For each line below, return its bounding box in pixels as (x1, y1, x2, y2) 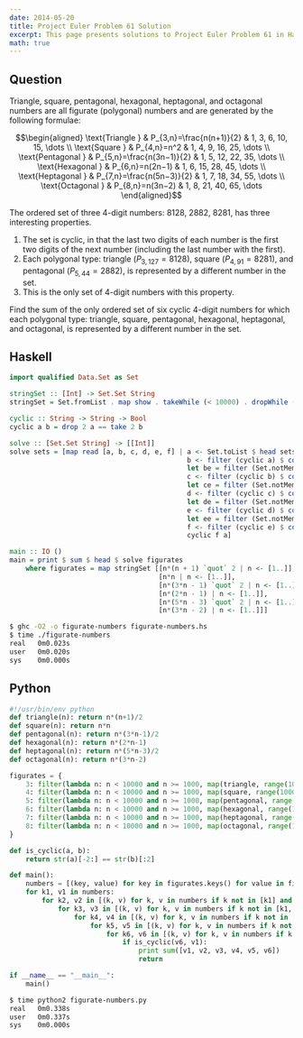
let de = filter (187, 497, 248, 506)
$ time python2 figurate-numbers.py (9, 996, 147, 1005)
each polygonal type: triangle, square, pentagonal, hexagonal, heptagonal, (9, 313, 286, 325)
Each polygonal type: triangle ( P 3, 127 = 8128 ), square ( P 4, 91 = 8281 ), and (22, 253, 294, 266)
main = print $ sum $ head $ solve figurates (9, 556, 183, 565)
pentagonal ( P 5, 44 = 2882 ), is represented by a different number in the (22, 265, 287, 278)
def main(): (9, 871, 54, 880)
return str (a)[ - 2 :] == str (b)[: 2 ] (25, 854, 155, 864)
